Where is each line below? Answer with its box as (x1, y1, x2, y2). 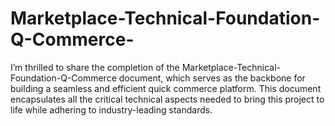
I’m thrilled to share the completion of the (10, 61, 180, 73)
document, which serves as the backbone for (118, 72, 306, 84)
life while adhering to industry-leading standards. (10, 103, 213, 116)
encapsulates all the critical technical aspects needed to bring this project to (10, 93, 325, 105)
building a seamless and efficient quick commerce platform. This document (10, 82, 322, 94)
